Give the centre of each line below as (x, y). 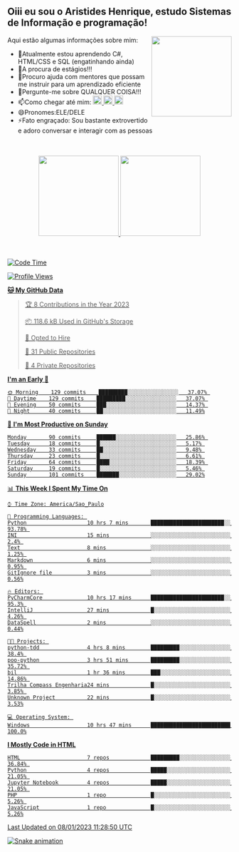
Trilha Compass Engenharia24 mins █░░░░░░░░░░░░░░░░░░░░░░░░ (119, 685)
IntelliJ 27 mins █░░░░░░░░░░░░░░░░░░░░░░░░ (119, 610)
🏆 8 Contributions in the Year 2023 (77, 304)
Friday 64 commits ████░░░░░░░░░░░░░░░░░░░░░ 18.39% (106, 462)
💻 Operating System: (39, 717)
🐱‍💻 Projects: (27, 641)
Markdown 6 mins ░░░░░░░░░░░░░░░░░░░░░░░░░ (119, 560)
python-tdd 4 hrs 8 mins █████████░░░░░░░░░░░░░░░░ (119, 647)
